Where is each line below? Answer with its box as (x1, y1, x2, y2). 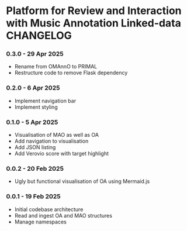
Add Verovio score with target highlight (14, 150, 109, 157)
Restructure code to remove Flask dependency (14, 69, 128, 77)
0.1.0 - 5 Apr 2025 (6, 118, 58, 126)
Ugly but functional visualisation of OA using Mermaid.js (14, 178, 150, 185)
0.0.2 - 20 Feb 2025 (6, 165, 64, 173)
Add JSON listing (14, 144, 56, 151)
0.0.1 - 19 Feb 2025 (6, 192, 61, 201)
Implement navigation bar (14, 97, 77, 104)
